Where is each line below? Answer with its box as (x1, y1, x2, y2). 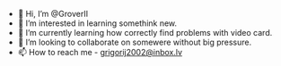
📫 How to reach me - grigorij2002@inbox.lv (17, 47, 182, 57)
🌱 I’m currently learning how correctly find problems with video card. (17, 28, 273, 37)
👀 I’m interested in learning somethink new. (17, 18, 178, 29)
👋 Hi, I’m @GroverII (17, 9, 88, 19)
